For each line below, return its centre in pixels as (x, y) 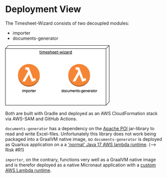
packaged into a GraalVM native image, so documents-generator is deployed (84, 139)
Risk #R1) (15, 150)
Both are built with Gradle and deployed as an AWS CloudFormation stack (81, 113)
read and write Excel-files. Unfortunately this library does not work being (81, 134)
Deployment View (43, 9)
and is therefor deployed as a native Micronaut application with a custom (80, 165)
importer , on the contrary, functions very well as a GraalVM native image (80, 159)
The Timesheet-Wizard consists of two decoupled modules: (67, 23)
